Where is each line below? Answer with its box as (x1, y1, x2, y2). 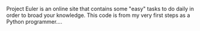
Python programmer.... (6, 18, 62, 25)
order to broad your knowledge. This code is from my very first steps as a (6, 12, 190, 19)
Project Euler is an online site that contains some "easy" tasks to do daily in (6, 5, 194, 12)
